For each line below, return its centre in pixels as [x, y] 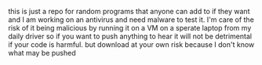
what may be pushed [42, 53]
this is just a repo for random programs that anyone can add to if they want [129, 11]
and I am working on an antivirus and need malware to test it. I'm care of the [131, 20]
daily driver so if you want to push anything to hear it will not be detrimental [130, 36]
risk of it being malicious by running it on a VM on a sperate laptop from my [130, 28]
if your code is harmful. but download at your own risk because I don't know [131, 45]
